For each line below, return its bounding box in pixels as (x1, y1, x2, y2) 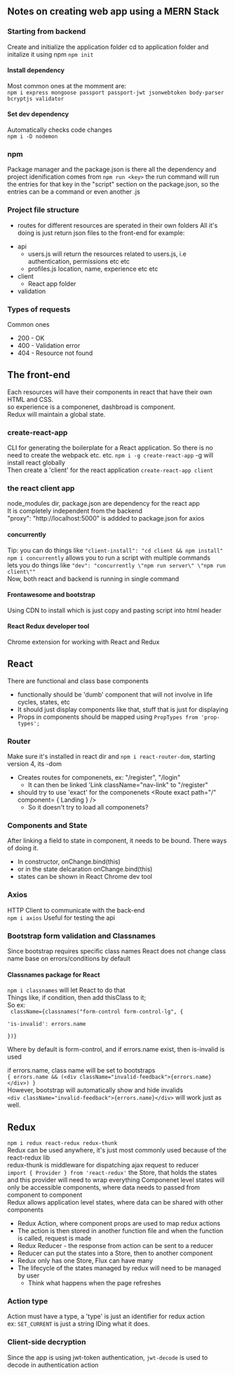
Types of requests (7, 304, 71, 314)
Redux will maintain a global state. (7, 410, 106, 418)
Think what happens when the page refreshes (27, 1279, 161, 1287)
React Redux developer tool (7, 622, 90, 631)
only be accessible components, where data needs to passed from (7, 1183, 201, 1192)
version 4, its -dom (7, 760, 62, 768)
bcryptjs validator (7, 95, 65, 102)
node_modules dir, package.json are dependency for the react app (7, 499, 200, 508)
